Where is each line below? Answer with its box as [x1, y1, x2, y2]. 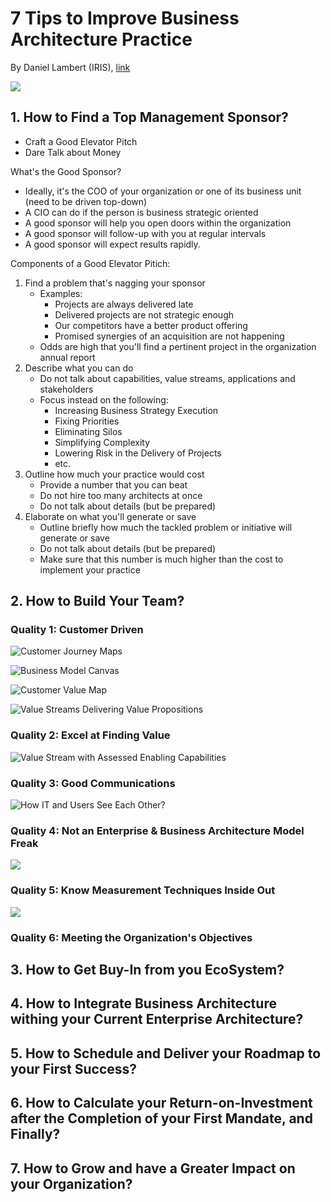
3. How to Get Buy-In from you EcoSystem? [10, 961, 285, 978]
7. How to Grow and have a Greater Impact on [10, 1160, 296, 1177]
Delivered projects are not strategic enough [54, 308, 235, 321]
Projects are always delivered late [54, 298, 194, 310]
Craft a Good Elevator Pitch [24, 135, 138, 147]
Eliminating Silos [54, 425, 123, 437]
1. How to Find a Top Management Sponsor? [10, 109, 289, 126]
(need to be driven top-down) [24, 195, 148, 207]
